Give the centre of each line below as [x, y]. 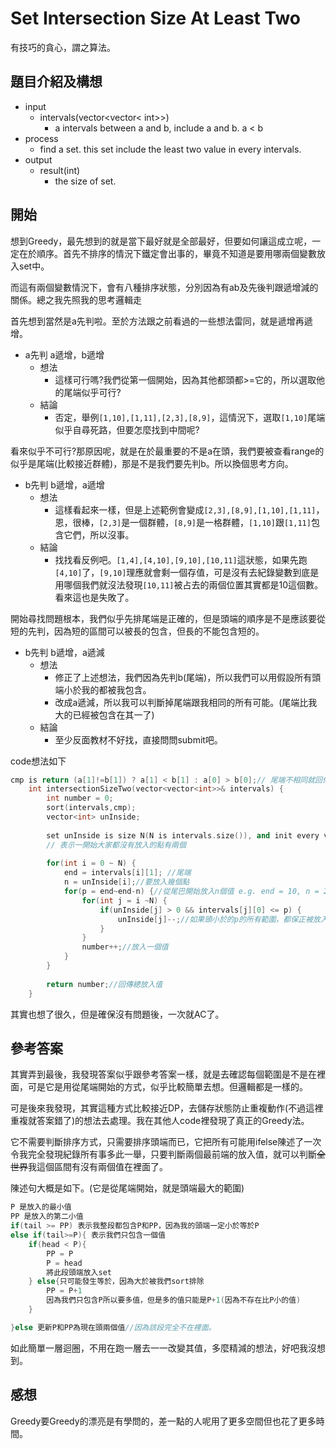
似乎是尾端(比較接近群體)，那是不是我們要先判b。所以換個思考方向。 [152, 463]
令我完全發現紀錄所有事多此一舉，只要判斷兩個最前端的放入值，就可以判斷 [163, 1154]
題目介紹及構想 [56, 82]
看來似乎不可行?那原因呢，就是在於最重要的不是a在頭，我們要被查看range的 [167, 451]
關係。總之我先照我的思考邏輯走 [76, 299]
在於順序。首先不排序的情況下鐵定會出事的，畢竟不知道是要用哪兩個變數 [167, 253]
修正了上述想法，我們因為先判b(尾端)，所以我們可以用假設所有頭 [188, 677]
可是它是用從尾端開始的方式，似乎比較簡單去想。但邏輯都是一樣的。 [167, 1087]
